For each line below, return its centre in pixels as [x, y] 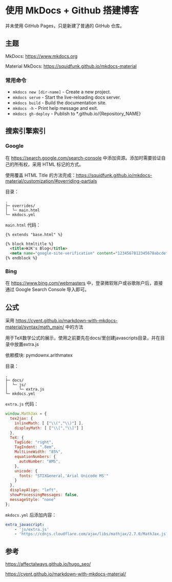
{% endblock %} [21, 258]
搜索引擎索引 [26, 131]
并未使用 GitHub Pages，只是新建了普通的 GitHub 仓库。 [65, 26]
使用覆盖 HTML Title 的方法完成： [41, 175]
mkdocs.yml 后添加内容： [31, 515]
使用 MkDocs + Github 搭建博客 [72, 11]
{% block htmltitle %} [29, 244]
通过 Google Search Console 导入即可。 [47, 289]
